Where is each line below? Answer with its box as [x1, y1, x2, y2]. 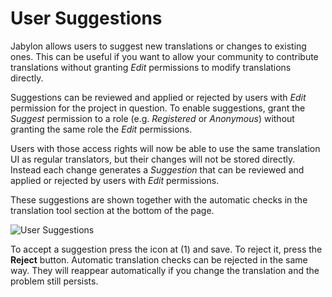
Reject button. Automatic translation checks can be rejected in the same [10, 253, 308, 266]
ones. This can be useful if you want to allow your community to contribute [10, 50, 319, 62]
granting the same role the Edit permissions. [10, 123, 193, 135]
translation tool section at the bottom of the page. [10, 204, 215, 216]
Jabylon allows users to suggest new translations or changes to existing [10, 40, 307, 52]
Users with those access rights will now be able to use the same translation [10, 142, 321, 154]
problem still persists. [10, 275, 99, 287]
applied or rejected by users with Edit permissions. [10, 174, 220, 186]
